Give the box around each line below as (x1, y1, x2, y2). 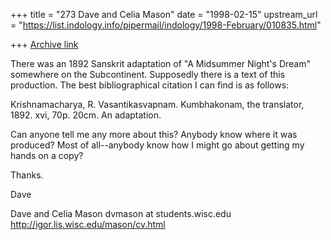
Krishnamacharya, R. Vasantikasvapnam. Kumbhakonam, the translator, (10, 99, 305, 110)
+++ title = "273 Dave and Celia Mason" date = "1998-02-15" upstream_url (10, 9, 318, 20)
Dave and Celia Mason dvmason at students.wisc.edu (10, 208, 232, 219)
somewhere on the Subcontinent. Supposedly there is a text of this (10, 69, 286, 80)
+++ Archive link (10, 39, 79, 50)
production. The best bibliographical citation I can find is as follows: (10, 79, 290, 91)
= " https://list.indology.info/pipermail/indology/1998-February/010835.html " (10, 19, 322, 31)
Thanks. (10, 169, 44, 181)
